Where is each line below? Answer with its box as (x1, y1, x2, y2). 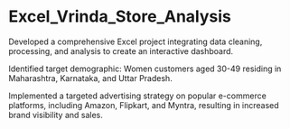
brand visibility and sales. (8, 109, 103, 120)
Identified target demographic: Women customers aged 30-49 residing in (8, 63, 282, 74)
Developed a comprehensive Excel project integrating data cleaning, (8, 36, 263, 47)
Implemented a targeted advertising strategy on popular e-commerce (8, 90, 267, 101)
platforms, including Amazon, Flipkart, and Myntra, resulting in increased (8, 99, 279, 110)
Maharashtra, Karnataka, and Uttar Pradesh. (8, 72, 173, 83)
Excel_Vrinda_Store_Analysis (8, 6, 232, 27)
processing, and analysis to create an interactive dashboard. (8, 45, 234, 56)
